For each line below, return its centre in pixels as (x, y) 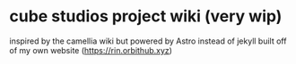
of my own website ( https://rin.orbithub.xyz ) (91, 50)
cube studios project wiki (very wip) (146, 16)
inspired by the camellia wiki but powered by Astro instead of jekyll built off (148, 41)
